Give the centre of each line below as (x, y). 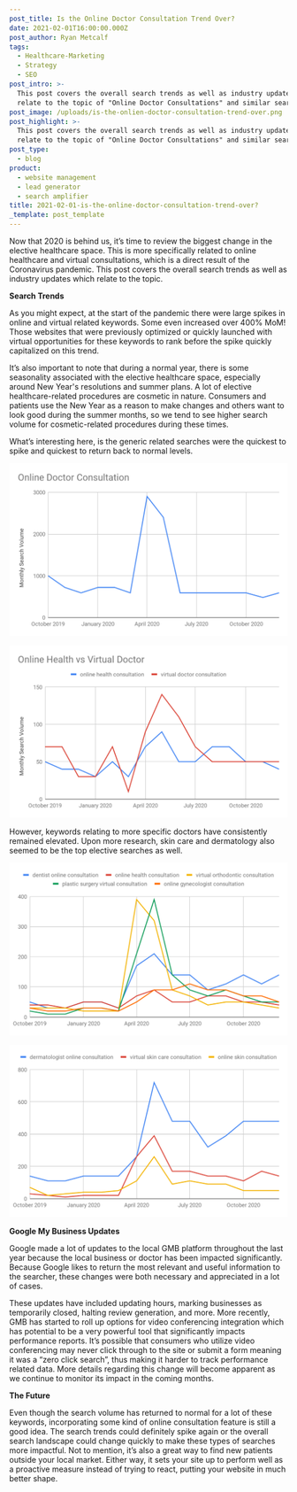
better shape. (34, 1479)
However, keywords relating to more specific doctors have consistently (138, 831)
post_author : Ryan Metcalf (59, 37)
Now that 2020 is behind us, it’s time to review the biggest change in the (141, 241)
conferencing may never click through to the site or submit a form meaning (145, 1350)
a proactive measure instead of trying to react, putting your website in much (148, 1469)
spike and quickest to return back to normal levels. (101, 451)
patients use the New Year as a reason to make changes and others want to (147, 406)
